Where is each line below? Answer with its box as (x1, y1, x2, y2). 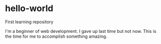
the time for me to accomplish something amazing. (5, 33, 108, 39)
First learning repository (5, 19, 54, 25)
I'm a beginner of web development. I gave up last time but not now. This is (5, 28, 157, 34)
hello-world (5, 3, 54, 14)
